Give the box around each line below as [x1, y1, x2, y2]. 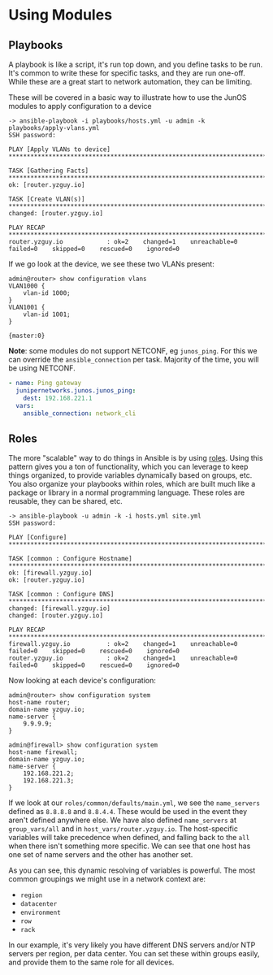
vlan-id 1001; [23, 310, 71, 318]
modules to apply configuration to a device [8, 102, 152, 110]
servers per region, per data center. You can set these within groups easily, [8, 949, 260, 959]
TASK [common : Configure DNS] [8, 591, 115, 599]
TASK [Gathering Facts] [8, 167, 89, 175]
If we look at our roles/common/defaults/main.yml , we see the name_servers [8, 798, 260, 808]
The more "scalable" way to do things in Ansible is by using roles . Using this [8, 453, 263, 463]
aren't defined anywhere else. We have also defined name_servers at [8, 815, 237, 825]
